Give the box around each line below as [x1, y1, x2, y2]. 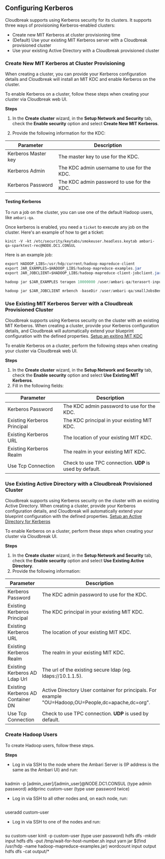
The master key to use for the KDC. [58, 153, 139, 160]
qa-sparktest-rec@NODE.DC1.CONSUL [5, 243, 76, 248]
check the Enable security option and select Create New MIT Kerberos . [12, 121, 159, 127]
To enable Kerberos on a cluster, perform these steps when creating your [5, 528, 154, 534]
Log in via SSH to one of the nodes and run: [12, 819, 101, 825]
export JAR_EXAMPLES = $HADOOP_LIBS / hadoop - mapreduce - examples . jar [5, 266, 141, 271]
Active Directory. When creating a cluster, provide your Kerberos [5, 503, 136, 509]
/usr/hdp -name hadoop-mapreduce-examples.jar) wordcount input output [5, 843, 156, 849]
